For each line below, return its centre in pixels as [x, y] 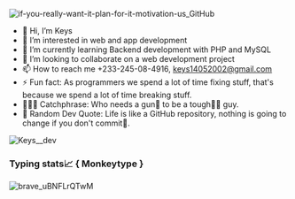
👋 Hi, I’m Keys [47, 31]
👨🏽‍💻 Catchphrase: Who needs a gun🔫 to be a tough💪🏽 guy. [130, 104]
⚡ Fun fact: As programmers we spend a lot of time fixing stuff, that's [148, 82]
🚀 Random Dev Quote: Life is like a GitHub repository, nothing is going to [154, 114]
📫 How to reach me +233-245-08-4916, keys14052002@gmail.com [147, 69]
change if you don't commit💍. [76, 123]
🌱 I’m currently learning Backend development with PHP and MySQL [147, 50]
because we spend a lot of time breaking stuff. [107, 95]
